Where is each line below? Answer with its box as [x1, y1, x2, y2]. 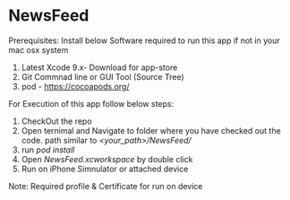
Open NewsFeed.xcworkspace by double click [21, 153, 193, 164]
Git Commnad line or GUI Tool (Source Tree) [21, 71, 184, 82]
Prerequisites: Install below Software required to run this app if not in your [8, 35, 280, 46]
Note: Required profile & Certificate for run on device [8, 180, 203, 191]
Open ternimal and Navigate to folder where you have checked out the [21, 125, 281, 135]
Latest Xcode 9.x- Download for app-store [21, 62, 178, 73]
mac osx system [8, 44, 69, 55]
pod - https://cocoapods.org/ [21, 81, 130, 91]
